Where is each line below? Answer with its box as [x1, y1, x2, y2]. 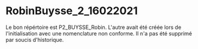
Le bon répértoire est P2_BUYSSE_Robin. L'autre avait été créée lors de [5, 24, 182, 31]
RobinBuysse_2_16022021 [5, 4, 138, 18]
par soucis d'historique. [5, 36, 64, 43]
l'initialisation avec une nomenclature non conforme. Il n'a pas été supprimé [5, 30, 193, 37]
